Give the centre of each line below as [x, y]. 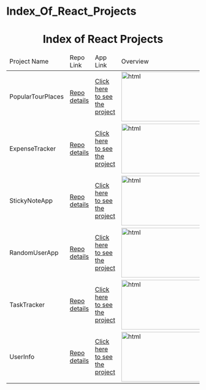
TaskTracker [27, 305]
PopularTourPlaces [37, 97]
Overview [135, 61]
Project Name [29, 61]
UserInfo [22, 357]
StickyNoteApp [31, 201]
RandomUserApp [34, 253]
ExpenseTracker [33, 149]
